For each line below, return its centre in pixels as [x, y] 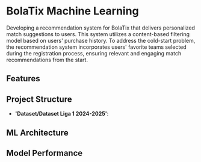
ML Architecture [37, 133]
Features [23, 79]
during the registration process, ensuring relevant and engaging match [94, 53]
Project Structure [39, 99]
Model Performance [45, 153]
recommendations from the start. [47, 60]
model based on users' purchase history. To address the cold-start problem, [101, 40]
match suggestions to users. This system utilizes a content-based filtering [98, 34]
